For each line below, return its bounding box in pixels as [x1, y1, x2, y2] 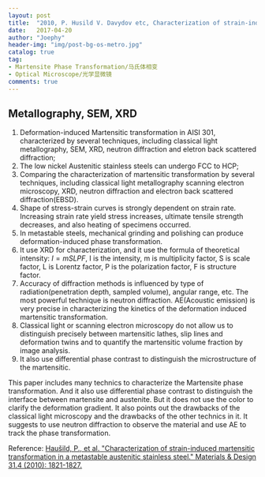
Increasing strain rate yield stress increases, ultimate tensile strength [19, 212, 244, 221]
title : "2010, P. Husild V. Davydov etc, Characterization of [8, 19, 221, 27]
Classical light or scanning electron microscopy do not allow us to [19, 321, 234, 330]
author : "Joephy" [8, 33, 65, 42]
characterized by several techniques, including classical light [19, 136, 218, 146]
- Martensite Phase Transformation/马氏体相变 [8, 63, 158, 71]
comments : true [8, 77, 58, 85]
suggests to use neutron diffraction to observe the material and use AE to [8, 420, 247, 430]
